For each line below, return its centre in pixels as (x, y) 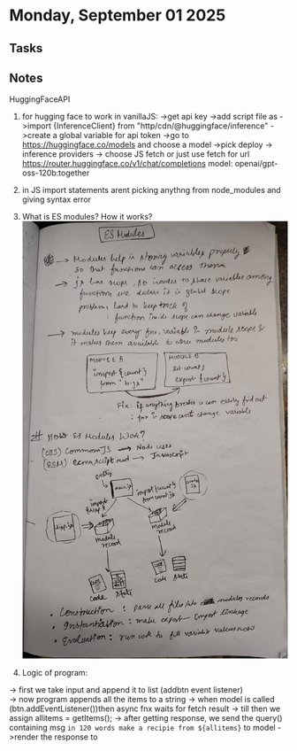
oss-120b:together (56, 173)
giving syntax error (56, 199)
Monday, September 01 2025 (118, 15)
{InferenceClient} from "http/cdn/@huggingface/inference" (160, 126)
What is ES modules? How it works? (87, 217)
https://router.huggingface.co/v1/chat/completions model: (127, 164)
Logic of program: (55, 672)
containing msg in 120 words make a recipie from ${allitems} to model (142, 727)
